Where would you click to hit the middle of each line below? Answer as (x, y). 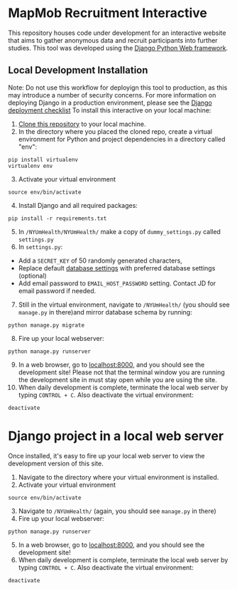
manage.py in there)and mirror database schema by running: (105, 312)
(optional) (32, 275)
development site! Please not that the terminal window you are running (122, 372)
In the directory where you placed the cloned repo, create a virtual (115, 131)
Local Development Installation (78, 70)
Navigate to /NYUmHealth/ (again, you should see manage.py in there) (117, 511)
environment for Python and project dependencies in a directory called (122, 139)
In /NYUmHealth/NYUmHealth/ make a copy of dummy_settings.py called (119, 231)
